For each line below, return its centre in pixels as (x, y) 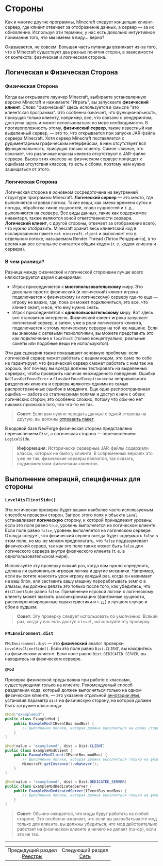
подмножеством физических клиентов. (58, 464)
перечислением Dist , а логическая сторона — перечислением (70, 434)
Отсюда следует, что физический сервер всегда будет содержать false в (81, 535)
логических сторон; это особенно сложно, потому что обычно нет (74, 399)
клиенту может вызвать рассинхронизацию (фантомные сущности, (75, 596)
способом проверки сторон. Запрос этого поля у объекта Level (71, 515)
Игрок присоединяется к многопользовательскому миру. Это (77, 287)
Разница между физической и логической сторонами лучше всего (74, 272)
